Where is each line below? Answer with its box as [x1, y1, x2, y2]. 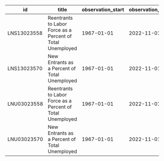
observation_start [82, 6, 124, 13]
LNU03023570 [7, 136, 43, 142]
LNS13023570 [7, 65, 43, 72]
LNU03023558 [7, 101, 43, 107]
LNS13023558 [7, 30, 43, 36]
